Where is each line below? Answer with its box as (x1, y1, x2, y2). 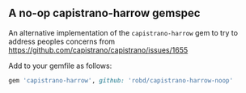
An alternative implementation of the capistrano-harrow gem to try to (8, 27, 239, 37)
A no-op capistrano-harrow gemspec (8, 6, 201, 20)
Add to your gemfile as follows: (8, 61, 112, 70)
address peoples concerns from (8, 36, 116, 46)
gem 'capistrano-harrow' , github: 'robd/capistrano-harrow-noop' (8, 76, 233, 84)
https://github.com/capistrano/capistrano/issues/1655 (8, 44, 189, 55)
